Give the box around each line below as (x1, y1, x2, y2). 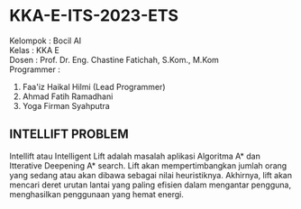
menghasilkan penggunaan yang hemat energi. (9, 188, 185, 199)
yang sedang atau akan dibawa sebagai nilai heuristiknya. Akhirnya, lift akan (9, 169, 293, 180)
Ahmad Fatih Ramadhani (22, 91, 114, 102)
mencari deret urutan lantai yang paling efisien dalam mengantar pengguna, (9, 179, 291, 190)
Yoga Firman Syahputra (22, 100, 110, 111)
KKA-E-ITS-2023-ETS (9, 5, 178, 26)
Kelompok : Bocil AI (9, 35, 82, 46)
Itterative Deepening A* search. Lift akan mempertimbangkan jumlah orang (9, 159, 287, 171)
